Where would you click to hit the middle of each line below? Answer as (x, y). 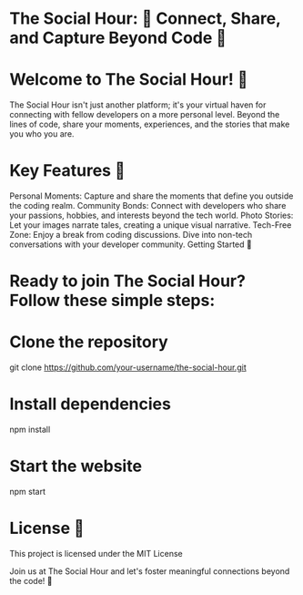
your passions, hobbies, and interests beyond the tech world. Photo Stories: (151, 215)
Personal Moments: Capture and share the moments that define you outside (151, 196)
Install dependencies (90, 404)
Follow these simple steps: (112, 301)
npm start (28, 492)
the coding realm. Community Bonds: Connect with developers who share (148, 206)
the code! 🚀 (31, 581)
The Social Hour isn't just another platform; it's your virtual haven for (138, 105)
